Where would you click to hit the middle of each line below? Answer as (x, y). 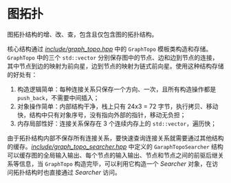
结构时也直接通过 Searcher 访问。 (73, 172)
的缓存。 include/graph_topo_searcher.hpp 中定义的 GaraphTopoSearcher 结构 (115, 146)
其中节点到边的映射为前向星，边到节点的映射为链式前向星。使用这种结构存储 (115, 66)
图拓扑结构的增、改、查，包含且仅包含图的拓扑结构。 (82, 34)
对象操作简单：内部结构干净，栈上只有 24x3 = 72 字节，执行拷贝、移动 (118, 106)
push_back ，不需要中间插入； (58, 97)
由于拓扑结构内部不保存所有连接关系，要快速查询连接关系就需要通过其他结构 (115, 138)
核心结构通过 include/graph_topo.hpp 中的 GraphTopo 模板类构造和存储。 (109, 49)
